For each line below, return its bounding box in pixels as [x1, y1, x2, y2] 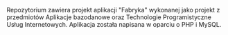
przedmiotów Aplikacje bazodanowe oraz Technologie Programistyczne [6, 13, 212, 21]
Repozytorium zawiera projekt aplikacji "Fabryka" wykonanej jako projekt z [6, 6, 220, 14]
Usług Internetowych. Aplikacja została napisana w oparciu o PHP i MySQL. [6, 21, 222, 28]
